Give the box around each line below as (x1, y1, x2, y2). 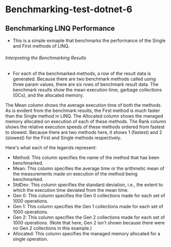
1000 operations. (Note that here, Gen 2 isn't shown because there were (12, 220, 165, 226)
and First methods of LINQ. (12, 43, 70, 49)
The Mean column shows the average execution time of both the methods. (5, 102, 162, 108)
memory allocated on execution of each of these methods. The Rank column (5, 119, 166, 125)
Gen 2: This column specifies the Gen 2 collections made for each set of (12, 214, 165, 220)
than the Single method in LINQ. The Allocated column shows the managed (5, 113, 163, 119)
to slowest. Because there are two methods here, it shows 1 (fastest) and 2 (5, 129, 162, 136)
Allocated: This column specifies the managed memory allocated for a (12, 231, 161, 237)
